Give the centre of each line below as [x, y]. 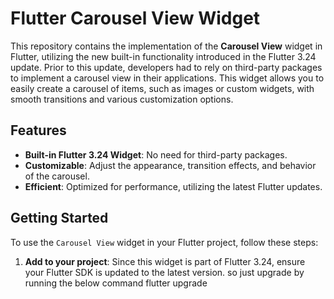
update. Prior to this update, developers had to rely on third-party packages [166, 67]
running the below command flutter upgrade [116, 283]
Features [38, 130]
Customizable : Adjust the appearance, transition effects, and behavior [170, 165]
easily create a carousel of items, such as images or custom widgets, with [162, 88]
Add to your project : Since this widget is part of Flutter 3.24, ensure [165, 261]
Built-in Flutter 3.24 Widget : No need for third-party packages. [156, 154]
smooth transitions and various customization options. [122, 99]
